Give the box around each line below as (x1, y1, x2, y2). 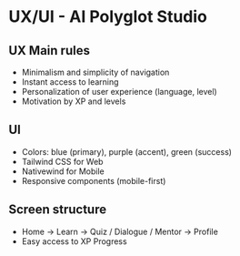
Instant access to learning (21, 77, 119, 87)
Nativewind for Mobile (21, 166, 105, 177)
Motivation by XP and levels (21, 96, 126, 107)
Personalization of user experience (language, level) (21, 87, 217, 97)
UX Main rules (8, 43, 90, 58)
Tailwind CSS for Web (21, 156, 104, 167)
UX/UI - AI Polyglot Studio (8, 6, 208, 27)
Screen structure (8, 202, 106, 218)
